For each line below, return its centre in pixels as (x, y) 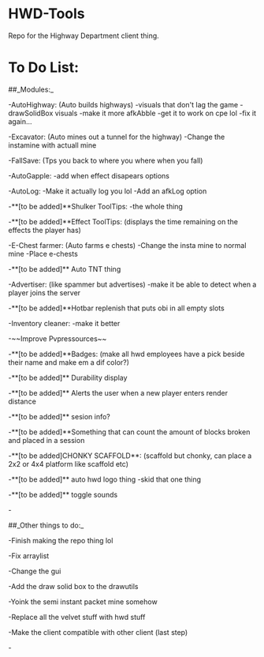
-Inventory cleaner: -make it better (64, 323)
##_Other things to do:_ (46, 525)
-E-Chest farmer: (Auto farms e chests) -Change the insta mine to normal (127, 245)
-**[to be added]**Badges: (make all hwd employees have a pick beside (126, 354)
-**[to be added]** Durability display (68, 377)
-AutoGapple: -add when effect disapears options (89, 175)
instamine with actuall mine (52, 145)
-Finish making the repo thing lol (61, 540)
